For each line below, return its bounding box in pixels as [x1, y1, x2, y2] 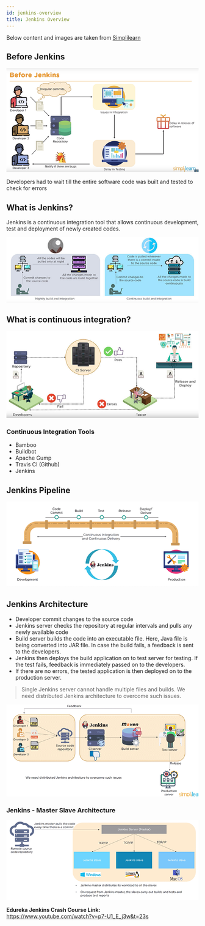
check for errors [6, 185, 48, 192]
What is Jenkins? [6, 202, 73, 213]
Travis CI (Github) [15, 461, 60, 468]
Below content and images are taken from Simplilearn [6, 34, 141, 41]
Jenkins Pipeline [6, 485, 71, 495]
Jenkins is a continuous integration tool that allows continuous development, [6, 219, 199, 226]
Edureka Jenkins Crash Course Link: [6, 906, 101, 914]
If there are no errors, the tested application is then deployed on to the [15, 667, 192, 675]
